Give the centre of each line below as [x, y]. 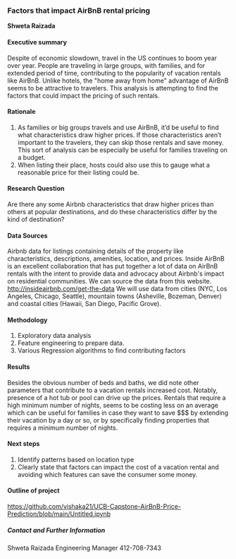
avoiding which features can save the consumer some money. [107, 474]
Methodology [27, 319]
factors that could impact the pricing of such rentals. [83, 95]
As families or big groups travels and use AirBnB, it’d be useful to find [118, 127]
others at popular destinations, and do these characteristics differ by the [112, 211]
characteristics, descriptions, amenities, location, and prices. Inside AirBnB [116, 259]
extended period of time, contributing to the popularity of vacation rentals [114, 73]
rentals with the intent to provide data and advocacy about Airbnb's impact [116, 273]
